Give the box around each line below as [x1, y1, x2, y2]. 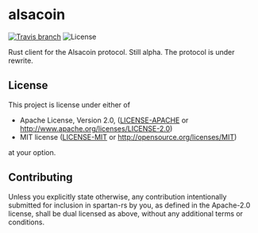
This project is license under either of [8, 99, 131, 109]
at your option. [8, 147, 56, 157]
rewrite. [8, 56, 33, 65]
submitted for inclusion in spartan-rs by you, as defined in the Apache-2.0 [8, 200, 251, 210]
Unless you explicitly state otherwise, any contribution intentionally [8, 192, 227, 201]
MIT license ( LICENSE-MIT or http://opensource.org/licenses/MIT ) [19, 132, 237, 142]
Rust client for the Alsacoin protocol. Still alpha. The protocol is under [8, 47, 236, 56]
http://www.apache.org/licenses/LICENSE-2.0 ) [19, 123, 173, 133]
